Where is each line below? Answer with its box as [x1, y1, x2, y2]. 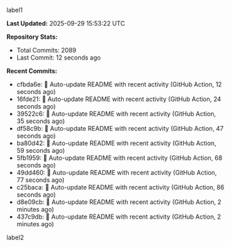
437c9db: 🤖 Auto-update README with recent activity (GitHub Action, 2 [16, 212, 221, 221]
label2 [6, 233, 24, 241]
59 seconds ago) [16, 147, 65, 154]
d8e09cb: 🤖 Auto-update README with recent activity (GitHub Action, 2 [16, 198, 222, 206]
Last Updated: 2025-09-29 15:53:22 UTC [6, 19, 125, 27]
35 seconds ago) [16, 117, 65, 125]
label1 [6, 6, 24, 14]
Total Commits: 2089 [16, 46, 77, 54]
